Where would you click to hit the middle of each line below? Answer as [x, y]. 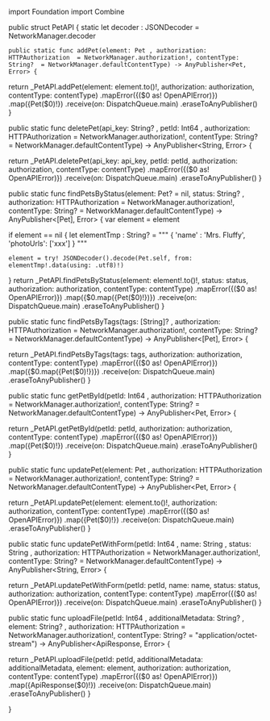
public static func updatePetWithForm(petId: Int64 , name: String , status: [130, 544]
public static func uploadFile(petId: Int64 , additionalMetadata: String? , [126, 618]
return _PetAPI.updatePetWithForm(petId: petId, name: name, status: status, [134, 585]
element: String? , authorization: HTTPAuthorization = [97, 627]
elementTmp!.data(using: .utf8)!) [66, 265]
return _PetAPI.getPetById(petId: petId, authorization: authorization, [120, 428]
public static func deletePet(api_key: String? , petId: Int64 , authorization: [129, 128]
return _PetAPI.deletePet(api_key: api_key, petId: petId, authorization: [123, 161]
